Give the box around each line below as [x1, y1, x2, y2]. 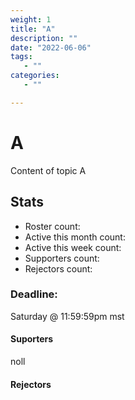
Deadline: [10, 287, 58, 301]
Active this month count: [24, 231, 126, 243]
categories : [10, 71, 60, 81]
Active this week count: [24, 241, 122, 253]
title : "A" [10, 24, 56, 34]
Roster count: [24, 220, 81, 232]
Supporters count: [24, 252, 100, 264]
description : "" [10, 33, 78, 43]
